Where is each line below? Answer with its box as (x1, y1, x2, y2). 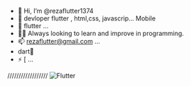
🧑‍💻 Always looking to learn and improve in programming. (17, 29, 185, 37)
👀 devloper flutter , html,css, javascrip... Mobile (17, 14, 156, 23)
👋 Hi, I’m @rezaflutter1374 (17, 7, 94, 15)
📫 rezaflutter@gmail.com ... (17, 37, 101, 45)
